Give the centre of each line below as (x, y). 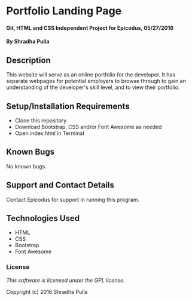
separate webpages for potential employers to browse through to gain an (96, 81)
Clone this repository (41, 120)
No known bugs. (26, 166)
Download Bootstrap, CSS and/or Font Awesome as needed (88, 127)
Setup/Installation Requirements (68, 106)
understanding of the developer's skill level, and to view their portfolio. (93, 87)
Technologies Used (43, 218)
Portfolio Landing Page (64, 11)
